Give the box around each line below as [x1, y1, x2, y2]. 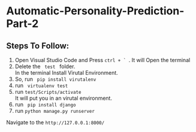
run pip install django [14, 101, 76, 108]
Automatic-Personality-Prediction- [6, 4, 185, 18]
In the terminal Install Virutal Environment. [14, 69, 118, 76]
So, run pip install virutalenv [14, 76, 97, 82]
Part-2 [6, 17, 39, 30]
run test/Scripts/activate [14, 88, 82, 95]
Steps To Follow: [6, 41, 70, 51]
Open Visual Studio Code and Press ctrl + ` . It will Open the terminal [14, 57, 191, 63]
